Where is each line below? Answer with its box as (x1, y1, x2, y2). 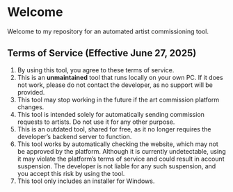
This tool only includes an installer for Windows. (17, 177, 155, 185)
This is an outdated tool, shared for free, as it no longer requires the (17, 125, 211, 133)
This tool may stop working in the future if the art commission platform (17, 95, 220, 104)
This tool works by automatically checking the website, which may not (17, 140, 219, 148)
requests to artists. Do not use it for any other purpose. (17, 118, 175, 126)
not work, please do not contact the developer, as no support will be (17, 81, 214, 89)
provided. (17, 88, 45, 96)
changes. (17, 102, 45, 111)
